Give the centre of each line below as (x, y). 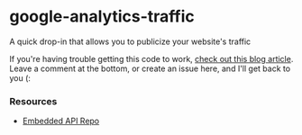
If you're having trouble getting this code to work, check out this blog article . (151, 58)
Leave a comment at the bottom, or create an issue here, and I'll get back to (150, 68)
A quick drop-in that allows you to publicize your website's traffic (130, 41)
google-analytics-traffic (102, 17)
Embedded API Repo (61, 121)
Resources (33, 101)
